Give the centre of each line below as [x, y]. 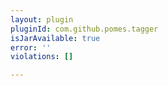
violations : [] [42, 57]
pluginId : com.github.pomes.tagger [84, 29]
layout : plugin [42, 19]
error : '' [31, 47]
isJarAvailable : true [55, 38]
